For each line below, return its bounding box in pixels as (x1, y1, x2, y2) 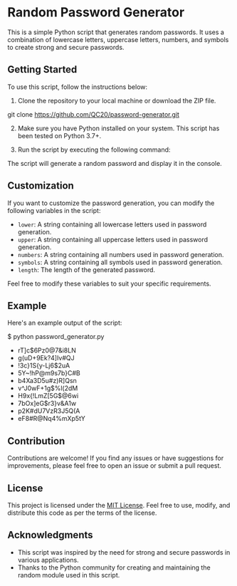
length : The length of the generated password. (17, 265, 155, 274)
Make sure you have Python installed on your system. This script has (17, 124, 220, 132)
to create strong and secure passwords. (7, 43, 125, 51)
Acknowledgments (7, 529, 94, 541)
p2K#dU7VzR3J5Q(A (17, 407, 80, 415)
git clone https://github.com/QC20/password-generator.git (7, 110, 180, 118)
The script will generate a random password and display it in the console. (7, 159, 222, 167)
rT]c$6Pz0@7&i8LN (17, 346, 76, 355)
